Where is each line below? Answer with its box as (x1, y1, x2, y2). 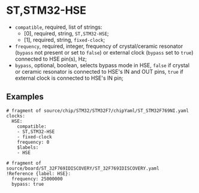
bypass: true (11, 181, 44, 187)
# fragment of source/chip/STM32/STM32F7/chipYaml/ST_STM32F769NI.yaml (6, 107, 189, 114)
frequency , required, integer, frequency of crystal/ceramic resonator (14, 43, 183, 50)
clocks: (6, 113, 26, 119)
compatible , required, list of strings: (14, 23, 102, 31)
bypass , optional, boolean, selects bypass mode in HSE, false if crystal (14, 61, 190, 69)
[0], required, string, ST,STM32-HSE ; (23, 29, 109, 37)
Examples (6, 92, 44, 102)
